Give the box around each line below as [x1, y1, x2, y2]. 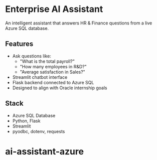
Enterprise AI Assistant [5, 3, 103, 15]
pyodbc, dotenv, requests [12, 128, 65, 134]
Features [5, 40, 33, 48]
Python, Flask [12, 118, 41, 124]
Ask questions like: [12, 53, 51, 59]
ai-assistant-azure [5, 146, 84, 157]
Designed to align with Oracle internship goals [12, 85, 107, 91]
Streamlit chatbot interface [12, 74, 68, 80]
